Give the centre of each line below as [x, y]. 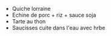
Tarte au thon [29, 21]
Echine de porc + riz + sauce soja [54, 15]
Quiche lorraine [31, 9]
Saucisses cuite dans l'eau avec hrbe [59, 28]
